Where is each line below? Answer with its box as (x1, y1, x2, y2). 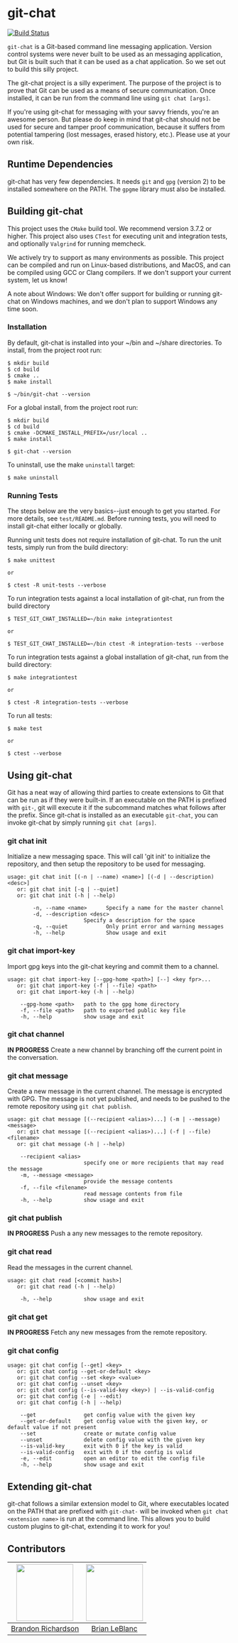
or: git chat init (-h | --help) (16, 892, 116, 899)
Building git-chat (7, 205, 84, 217)
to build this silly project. (7, 65, 80, 73)
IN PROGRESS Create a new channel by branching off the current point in (7, 1046, 222, 1054)
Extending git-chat (7, 1480, 92, 1492)
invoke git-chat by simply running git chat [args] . (7, 818, 156, 827)
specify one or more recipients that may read (83, 1159, 224, 1166)
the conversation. (7, 1053, 59, 1061)
